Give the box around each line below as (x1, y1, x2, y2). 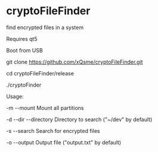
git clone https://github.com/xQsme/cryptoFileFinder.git (6, 58, 143, 65)
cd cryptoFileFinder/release (6, 69, 75, 77)
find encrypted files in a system (6, 24, 84, 31)
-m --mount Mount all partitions (6, 104, 84, 111)
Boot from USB (6, 46, 43, 54)
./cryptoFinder (6, 81, 42, 88)
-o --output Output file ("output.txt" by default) (6, 138, 122, 146)
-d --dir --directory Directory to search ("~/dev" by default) (6, 116, 153, 123)
